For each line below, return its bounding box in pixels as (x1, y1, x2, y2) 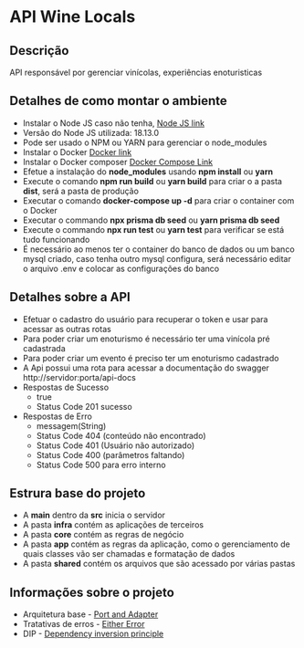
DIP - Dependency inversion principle (22, 628, 164, 640)
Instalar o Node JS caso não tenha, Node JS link (22, 117, 205, 129)
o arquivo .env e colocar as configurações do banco (22, 263, 220, 274)
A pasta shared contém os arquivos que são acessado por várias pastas (22, 559, 296, 570)
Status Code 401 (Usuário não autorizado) (36, 440, 195, 451)
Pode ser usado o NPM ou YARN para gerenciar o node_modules (22, 137, 267, 148)
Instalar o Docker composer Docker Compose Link (22, 156, 213, 167)
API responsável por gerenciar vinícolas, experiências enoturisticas (9, 67, 263, 78)
